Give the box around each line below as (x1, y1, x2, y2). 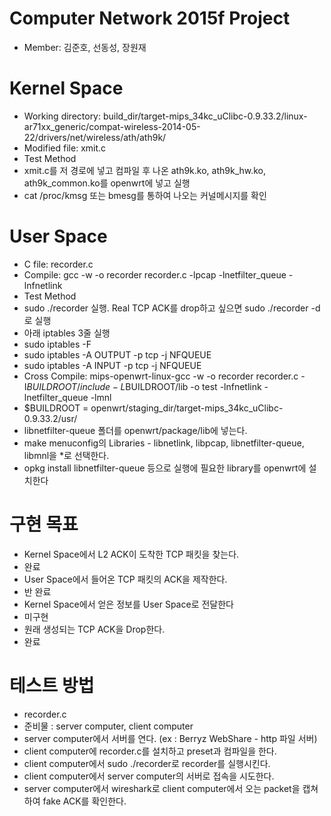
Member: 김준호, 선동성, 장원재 (23, 41, 147, 53)
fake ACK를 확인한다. (42, 795, 127, 807)
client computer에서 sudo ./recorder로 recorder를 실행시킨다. (23, 757, 271, 769)
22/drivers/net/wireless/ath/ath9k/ (23, 131, 167, 143)
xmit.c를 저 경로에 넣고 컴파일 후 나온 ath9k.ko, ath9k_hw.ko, (23, 164, 267, 176)
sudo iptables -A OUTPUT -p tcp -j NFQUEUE (23, 348, 212, 361)
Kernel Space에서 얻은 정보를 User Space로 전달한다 (23, 598, 234, 610)
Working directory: (23, 110, 102, 122)
